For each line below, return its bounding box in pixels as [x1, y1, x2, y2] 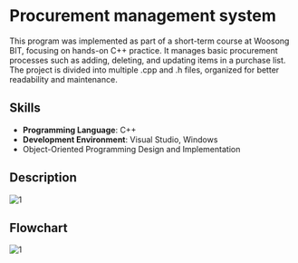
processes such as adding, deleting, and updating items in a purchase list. [9, 54, 286, 65]
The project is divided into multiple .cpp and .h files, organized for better [9, 64, 280, 75]
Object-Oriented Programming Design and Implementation [22, 143, 241, 154]
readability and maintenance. [9, 73, 118, 84]
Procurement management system [9, 5, 276, 26]
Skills [9, 101, 41, 116]
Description [9, 170, 77, 186]
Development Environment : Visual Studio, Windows [22, 133, 218, 145]
